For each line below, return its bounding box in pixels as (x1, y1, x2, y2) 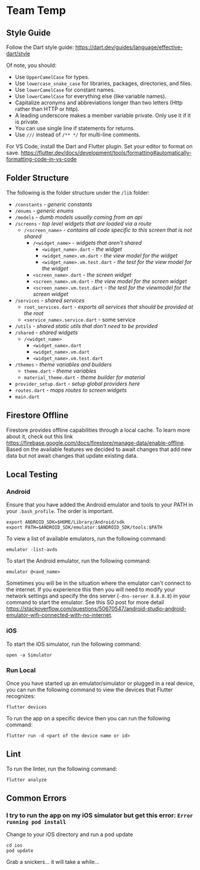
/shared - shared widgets (14, 329, 78, 336)
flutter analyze (6, 777, 47, 783)
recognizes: (6, 692, 35, 699)
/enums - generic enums (14, 207, 74, 214)
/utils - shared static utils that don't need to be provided (14, 322, 158, 329)
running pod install (6, 819, 67, 826)
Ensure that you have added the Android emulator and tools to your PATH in (6, 501, 193, 508)
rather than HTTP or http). (14, 106, 80, 112)
